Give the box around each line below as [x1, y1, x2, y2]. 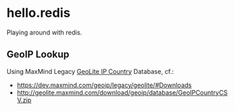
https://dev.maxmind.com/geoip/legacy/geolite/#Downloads [16, 81, 192, 89]
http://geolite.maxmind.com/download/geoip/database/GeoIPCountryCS [16, 88, 228, 96]
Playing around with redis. [6, 28, 83, 37]
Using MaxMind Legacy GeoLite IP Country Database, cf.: [6, 67, 174, 75]
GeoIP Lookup [6, 48, 70, 60]
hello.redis [6, 5, 71, 21]
